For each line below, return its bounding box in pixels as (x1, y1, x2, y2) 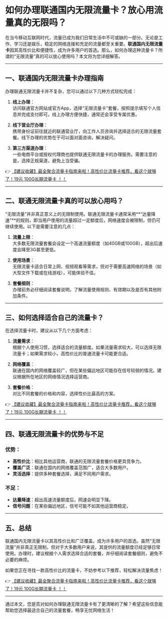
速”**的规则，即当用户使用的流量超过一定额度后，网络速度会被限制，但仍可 (5, 217, 161, 223)
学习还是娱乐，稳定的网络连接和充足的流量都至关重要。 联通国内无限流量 (13, 40, 163, 46)
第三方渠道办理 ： (12, 145, 48, 151)
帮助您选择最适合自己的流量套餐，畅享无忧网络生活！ (5, 608, 115, 614)
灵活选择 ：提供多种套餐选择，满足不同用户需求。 (12, 471, 113, 477)
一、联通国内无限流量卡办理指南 (5, 74, 104, 82)
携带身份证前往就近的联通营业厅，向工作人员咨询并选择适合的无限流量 (12, 128, 157, 134)
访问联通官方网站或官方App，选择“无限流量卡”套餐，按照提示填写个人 (12, 105, 156, 111)
